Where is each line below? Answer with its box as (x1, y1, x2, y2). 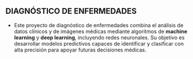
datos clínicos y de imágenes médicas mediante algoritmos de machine (13, 28, 188, 35)
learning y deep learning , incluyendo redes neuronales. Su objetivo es (13, 34, 185, 41)
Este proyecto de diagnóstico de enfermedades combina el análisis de (13, 21, 184, 28)
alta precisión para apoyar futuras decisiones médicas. (13, 46, 147, 53)
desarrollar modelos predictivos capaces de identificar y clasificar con (13, 40, 184, 47)
